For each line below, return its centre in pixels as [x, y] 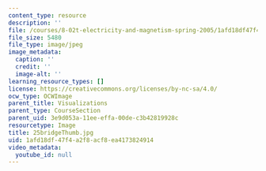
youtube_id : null [44, 154]
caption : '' [35, 60]
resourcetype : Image [42, 125]
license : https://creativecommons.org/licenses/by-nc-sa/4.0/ [113, 89]
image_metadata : [35, 52]
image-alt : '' [38, 74]
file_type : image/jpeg [46, 45]
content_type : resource [47, 15]
